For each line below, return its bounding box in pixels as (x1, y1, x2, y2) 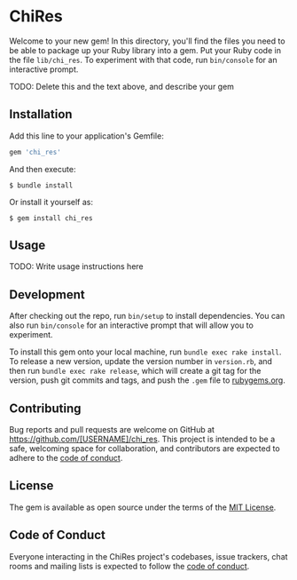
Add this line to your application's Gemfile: (9, 131, 164, 141)
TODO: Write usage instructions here (9, 261, 144, 272)
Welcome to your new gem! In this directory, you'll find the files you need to (9, 36, 285, 46)
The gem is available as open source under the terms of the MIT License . (9, 502, 277, 512)
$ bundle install (9, 180, 74, 190)
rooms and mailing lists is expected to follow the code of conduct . (9, 560, 250, 571)
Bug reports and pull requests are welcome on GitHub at (9, 425, 215, 435)
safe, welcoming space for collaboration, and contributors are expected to (9, 443, 281, 454)
